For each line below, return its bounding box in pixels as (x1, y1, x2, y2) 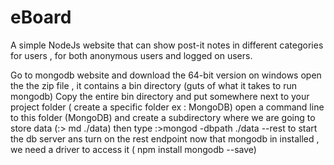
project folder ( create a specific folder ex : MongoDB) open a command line (10, 101, 325, 113)
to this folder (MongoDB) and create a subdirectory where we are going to (10, 111, 316, 123)
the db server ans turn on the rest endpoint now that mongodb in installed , (10, 132, 320, 145)
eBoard (10, 6, 72, 29)
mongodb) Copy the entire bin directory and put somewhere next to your (10, 90, 310, 102)
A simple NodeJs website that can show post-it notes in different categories (10, 39, 324, 51)
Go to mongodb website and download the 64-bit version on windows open (10, 69, 322, 81)
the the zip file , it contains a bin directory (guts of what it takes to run (10, 79, 298, 91)
